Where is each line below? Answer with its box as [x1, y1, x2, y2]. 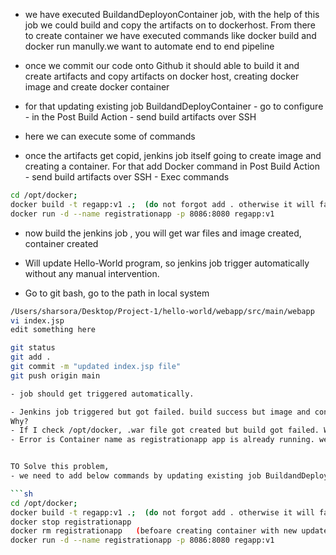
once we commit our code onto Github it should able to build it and [24, 60, 300, 71]
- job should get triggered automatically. [10, 389, 195, 399]
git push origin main [10, 370, 101, 381]
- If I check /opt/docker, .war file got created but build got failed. [10, 425, 320, 436]
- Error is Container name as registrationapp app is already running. [10, 435, 315, 445]
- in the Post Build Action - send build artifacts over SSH [24, 111, 257, 123]
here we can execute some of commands [24, 130, 196, 142]
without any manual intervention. [24, 267, 160, 279]
